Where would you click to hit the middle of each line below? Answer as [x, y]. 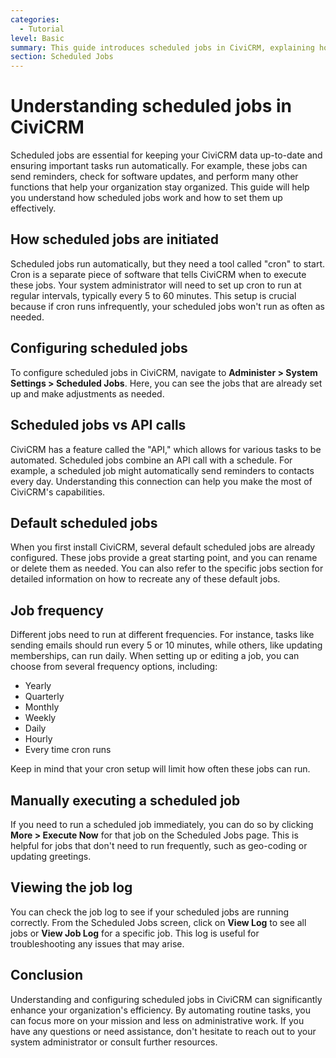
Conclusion [47, 975]
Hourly [38, 739]
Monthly [42, 707]
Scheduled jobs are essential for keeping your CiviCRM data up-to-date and [166, 155]
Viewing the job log [71, 887]
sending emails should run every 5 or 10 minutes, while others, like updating [166, 645]
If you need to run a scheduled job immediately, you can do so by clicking [162, 824]
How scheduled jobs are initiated [115, 239]
